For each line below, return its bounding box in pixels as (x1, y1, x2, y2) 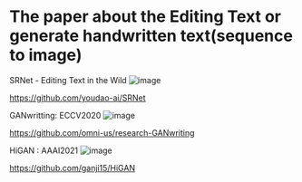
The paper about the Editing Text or (9, 6, 281, 27)
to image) (9, 45, 83, 65)
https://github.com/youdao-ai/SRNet (9, 92, 147, 103)
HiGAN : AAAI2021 (9, 145, 79, 156)
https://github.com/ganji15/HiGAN (9, 162, 136, 173)
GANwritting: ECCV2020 (9, 110, 102, 120)
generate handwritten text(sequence (9, 25, 293, 46)
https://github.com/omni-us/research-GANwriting (9, 127, 195, 138)
